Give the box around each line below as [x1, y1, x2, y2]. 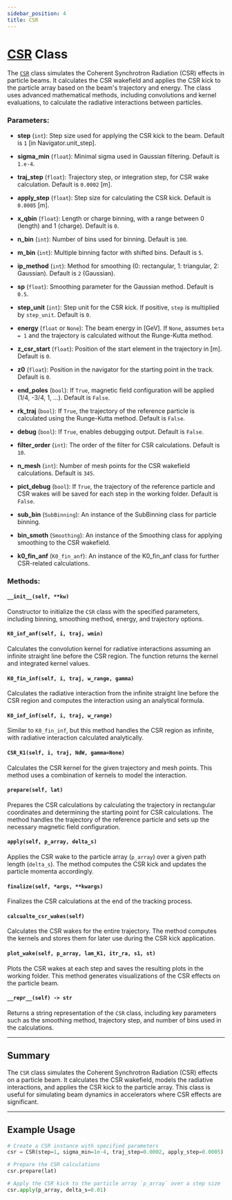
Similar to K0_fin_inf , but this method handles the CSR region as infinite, [7, 726, 214, 735]
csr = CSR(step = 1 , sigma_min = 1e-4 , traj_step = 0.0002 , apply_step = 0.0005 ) [7, 1149, 224, 1156]
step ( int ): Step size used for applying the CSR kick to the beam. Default [17, 131, 225, 139]
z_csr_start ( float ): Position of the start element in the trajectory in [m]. [17, 345, 222, 353]
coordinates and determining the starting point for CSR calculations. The [7, 808, 213, 816]
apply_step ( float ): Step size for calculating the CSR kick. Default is [17, 193, 212, 202]
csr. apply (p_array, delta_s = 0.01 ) [7, 1186, 107, 1193]
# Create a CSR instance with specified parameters [7, 1142, 159, 1150]
